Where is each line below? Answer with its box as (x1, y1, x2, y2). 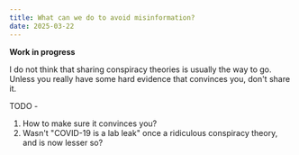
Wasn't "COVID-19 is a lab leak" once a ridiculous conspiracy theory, (22, 127, 278, 138)
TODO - (9, 100, 39, 111)
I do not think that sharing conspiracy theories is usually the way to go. (9, 64, 272, 75)
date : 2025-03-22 (9, 22, 75, 31)
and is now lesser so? (22, 137, 104, 148)
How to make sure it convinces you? (22, 118, 158, 129)
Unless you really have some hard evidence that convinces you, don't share (9, 73, 291, 84)
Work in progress (9, 46, 76, 57)
